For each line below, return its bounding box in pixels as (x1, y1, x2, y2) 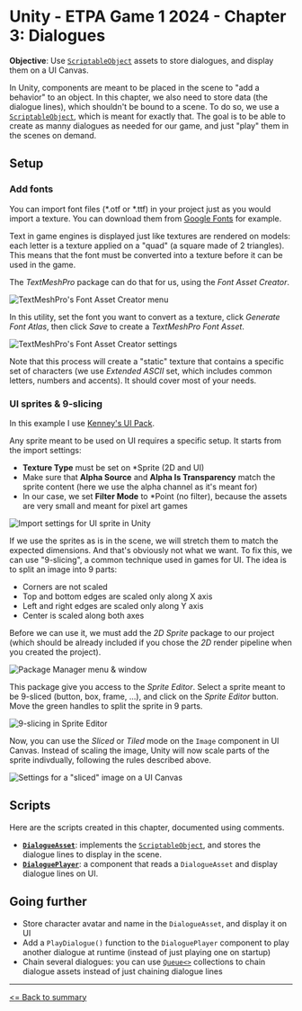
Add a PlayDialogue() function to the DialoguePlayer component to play (22, 937, 289, 948)
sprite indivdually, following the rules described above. (9, 754, 211, 765)
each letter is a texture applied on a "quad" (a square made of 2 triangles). (9, 240, 285, 251)
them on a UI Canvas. (9, 65, 89, 76)
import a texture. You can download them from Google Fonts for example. (9, 213, 282, 224)
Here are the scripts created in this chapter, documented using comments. (9, 821, 285, 833)
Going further (9, 894, 87, 909)
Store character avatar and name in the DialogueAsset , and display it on (22, 917, 288, 928)
